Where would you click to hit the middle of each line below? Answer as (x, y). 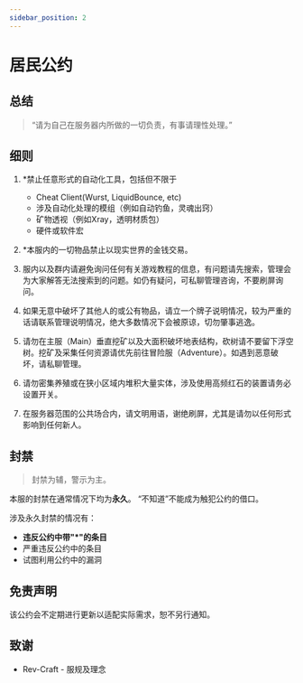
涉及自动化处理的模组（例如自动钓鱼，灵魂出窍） (127, 208)
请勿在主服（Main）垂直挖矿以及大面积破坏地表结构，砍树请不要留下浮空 (158, 341)
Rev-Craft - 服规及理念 (64, 669)
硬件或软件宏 (60, 230)
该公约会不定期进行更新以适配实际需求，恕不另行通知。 (112, 614)
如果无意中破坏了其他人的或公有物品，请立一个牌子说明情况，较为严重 (153, 311)
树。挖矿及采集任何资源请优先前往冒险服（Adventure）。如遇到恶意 (147, 352)
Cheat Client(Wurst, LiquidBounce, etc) (109, 197)
